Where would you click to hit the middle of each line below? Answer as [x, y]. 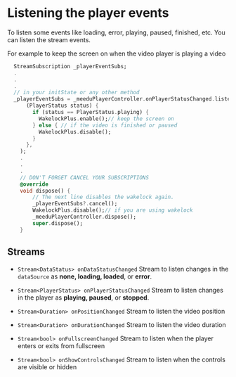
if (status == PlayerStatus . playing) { [91, 113]
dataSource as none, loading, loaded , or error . [85, 276]
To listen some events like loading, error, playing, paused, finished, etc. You [117, 32]
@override [34, 184]
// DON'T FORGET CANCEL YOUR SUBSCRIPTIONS [85, 177]
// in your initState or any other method [77, 93]
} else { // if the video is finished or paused [105, 125]
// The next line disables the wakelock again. [103, 197]
